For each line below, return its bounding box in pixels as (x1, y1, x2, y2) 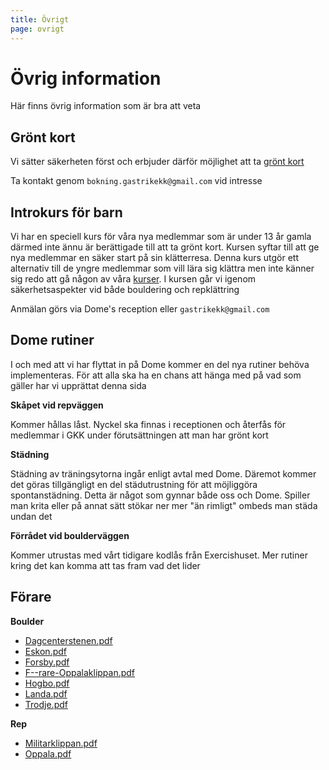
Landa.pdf (24, 687, 68, 700)
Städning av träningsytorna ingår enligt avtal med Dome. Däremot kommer (10, 467, 317, 480)
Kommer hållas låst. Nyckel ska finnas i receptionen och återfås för (10, 418, 287, 430)
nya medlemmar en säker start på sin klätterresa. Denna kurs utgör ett (10, 252, 300, 264)
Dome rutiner (10, 332, 95, 349)
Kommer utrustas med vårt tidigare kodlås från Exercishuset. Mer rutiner (10, 549, 308, 561)
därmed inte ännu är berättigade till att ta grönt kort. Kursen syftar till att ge (10, 241, 320, 253)
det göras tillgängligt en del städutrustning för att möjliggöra (10, 478, 258, 490)
